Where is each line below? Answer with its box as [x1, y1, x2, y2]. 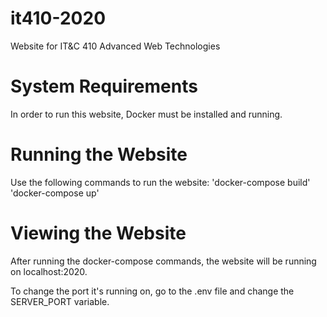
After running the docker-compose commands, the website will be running [10, 255, 317, 267]
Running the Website [10, 143, 188, 166]
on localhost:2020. [10, 265, 88, 277]
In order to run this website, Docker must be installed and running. [10, 108, 283, 120]
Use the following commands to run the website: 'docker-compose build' [10, 176, 311, 188]
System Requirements [10, 75, 198, 98]
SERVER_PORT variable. [10, 295, 110, 307]
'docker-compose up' [10, 187, 100, 199]
